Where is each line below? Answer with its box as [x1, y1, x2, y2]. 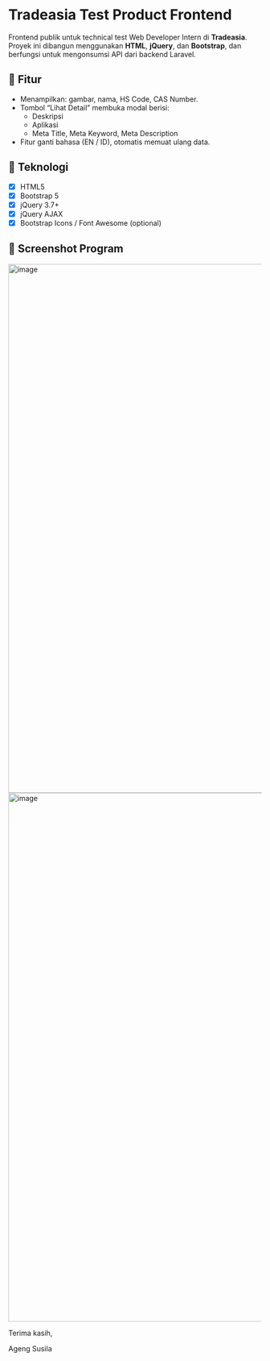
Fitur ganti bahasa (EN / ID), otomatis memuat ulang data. [19, 137, 211, 147]
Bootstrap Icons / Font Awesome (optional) [19, 218, 162, 227]
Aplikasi [31, 119, 59, 130]
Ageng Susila [8, 1343, 52, 1353]
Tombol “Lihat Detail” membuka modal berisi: [19, 102, 170, 112]
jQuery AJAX [19, 209, 63, 218]
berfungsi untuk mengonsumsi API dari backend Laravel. [8, 49, 197, 59]
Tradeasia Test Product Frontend [8, 6, 232, 24]
